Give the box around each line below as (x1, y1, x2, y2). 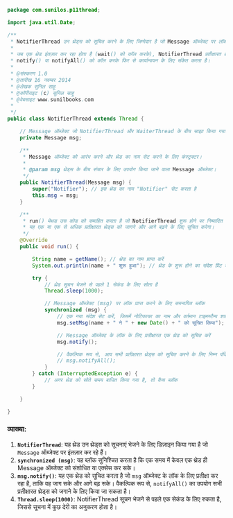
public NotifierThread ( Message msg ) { (19, 179, 132, 187)
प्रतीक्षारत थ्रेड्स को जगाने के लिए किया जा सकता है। (17, 487, 131, 495)
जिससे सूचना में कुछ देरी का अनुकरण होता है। (17, 503, 118, 511)
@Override (19, 236, 49, 244)
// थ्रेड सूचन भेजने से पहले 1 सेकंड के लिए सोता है (44, 281, 158, 288)
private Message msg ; (19, 134, 82, 141)
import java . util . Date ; (7, 19, 76, 26)
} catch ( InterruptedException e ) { (32, 370, 138, 377)
